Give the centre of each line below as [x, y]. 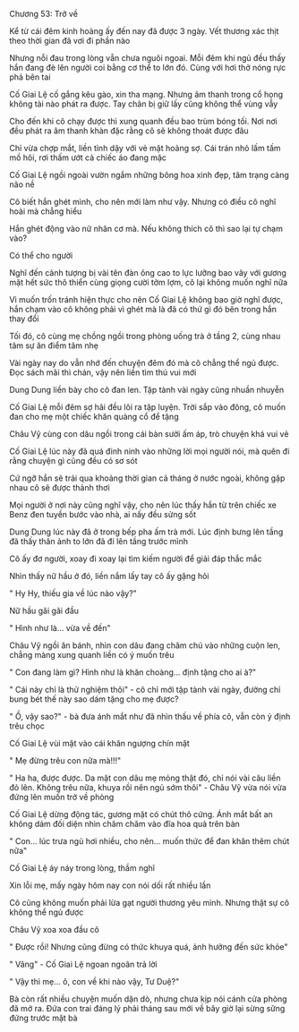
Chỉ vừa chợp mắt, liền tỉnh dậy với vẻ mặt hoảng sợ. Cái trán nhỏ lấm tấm [145, 148]
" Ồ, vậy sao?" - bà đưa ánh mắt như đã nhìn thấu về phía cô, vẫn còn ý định [150, 716]
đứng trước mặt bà [43, 1018]
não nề [22, 184]
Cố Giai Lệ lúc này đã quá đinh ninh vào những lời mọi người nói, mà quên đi [149, 451]
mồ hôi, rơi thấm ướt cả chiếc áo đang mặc [88, 158]
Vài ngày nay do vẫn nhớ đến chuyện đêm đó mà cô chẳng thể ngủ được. [144, 363]
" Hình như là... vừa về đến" [60, 628]
